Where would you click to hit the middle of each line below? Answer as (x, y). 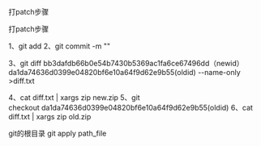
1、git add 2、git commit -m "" (60, 46)
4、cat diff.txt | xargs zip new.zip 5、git (74, 98)
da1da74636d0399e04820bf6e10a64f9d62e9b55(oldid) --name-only (124, 72)
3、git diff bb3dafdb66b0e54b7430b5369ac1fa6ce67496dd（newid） (126, 63)
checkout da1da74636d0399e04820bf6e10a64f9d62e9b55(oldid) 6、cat (131, 108)
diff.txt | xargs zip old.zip (50, 117)
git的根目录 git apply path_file (58, 133)
